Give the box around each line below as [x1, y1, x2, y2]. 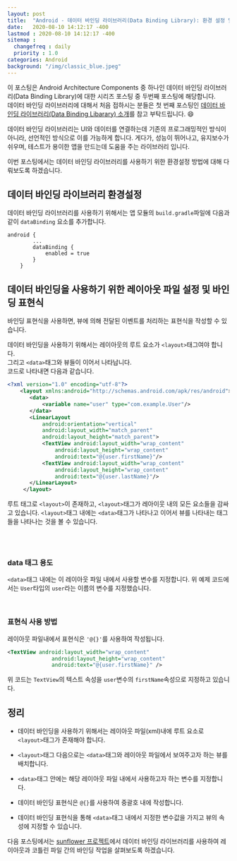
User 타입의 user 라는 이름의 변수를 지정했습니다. [20, 584, 152, 593]
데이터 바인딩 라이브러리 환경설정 [7, 188, 142, 201]
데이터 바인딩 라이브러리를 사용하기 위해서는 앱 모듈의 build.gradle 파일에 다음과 [7, 209, 230, 217]
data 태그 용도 [7, 558, 54, 568]
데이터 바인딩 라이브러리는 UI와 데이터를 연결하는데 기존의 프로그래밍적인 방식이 [7, 124, 227, 133]
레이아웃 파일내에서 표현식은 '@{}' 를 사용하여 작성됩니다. [7, 634, 164, 643]
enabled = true [44, 250, 90, 258]
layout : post [7, 10, 46, 18]
